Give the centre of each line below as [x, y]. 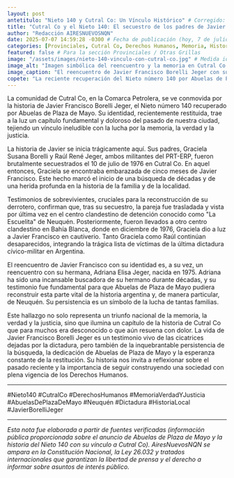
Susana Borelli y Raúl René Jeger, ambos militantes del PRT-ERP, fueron [110, 156]
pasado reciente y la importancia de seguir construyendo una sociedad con [116, 368]
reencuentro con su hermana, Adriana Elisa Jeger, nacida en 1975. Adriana [114, 272]
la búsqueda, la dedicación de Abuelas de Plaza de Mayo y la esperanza [111, 352]
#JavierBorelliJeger [36, 410]
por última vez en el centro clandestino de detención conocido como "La [111, 214]
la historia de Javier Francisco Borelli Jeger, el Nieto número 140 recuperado [117, 106]
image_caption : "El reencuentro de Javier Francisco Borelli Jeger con [113, 72]
